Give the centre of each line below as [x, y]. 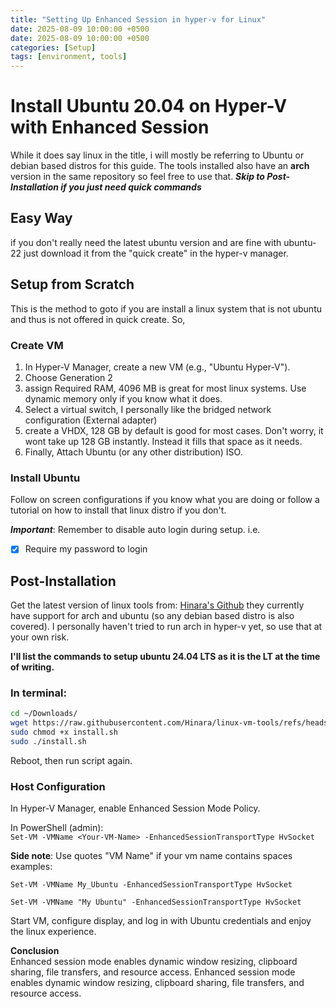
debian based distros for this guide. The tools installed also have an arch [160, 166]
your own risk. [40, 637]
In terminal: [38, 693]
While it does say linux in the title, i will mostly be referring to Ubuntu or [157, 155]
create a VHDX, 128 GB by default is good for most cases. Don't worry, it [174, 430]
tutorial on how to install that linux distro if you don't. [118, 510]
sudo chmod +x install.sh [64, 732]
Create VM [37, 345]
